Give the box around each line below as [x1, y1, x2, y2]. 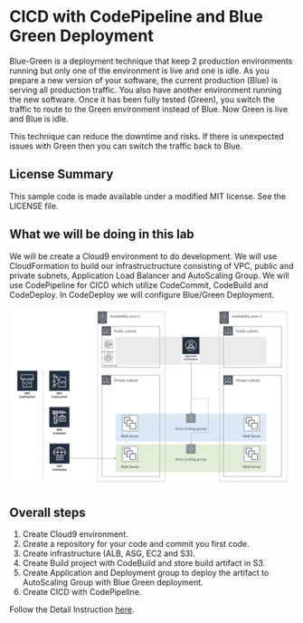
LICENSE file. [9, 200, 59, 211]
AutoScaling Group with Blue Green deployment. [22, 577, 204, 588]
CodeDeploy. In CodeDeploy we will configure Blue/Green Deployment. [9, 289, 275, 300]
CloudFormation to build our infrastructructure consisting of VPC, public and [9, 260, 294, 271]
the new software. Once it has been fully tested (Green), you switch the [9, 93, 276, 105]
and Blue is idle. [9, 113, 69, 124]
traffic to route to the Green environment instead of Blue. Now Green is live [9, 103, 289, 114]
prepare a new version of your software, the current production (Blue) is [9, 74, 279, 85]
